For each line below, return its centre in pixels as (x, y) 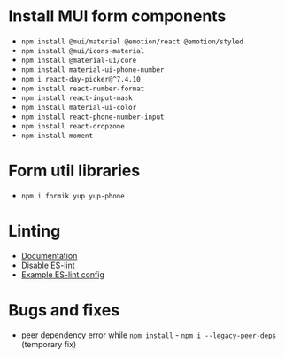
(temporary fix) (49, 344)
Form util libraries (74, 171)
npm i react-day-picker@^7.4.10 (81, 79)
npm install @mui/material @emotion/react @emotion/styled (132, 42)
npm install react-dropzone (73, 126)
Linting (35, 231)
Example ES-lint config (63, 274)
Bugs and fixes (64, 310)
